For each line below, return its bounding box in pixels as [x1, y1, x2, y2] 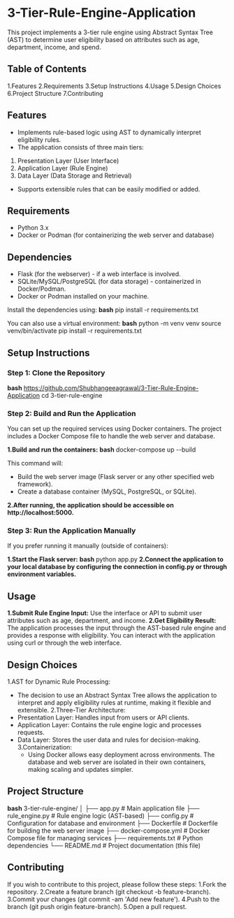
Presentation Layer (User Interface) [17, 156, 119, 165]
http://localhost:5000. [7, 508, 75, 517]
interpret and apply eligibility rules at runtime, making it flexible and [17, 698, 212, 707]
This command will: [7, 459, 64, 468]
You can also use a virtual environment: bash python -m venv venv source [7, 320, 221, 328]
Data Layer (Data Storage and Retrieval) [17, 171, 132, 180]
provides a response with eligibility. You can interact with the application [7, 631, 215, 640]
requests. [17, 729, 45, 737]
